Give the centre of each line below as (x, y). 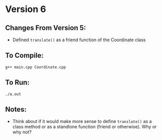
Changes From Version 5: (46, 28)
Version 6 (26, 9)
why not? (22, 132)
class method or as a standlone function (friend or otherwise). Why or (85, 127)
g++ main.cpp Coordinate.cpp (36, 67)
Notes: (16, 110)
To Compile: (24, 55)
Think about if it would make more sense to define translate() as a (82, 121)
